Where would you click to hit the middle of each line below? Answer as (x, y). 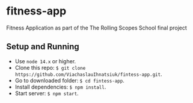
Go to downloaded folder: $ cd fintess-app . (69, 80)
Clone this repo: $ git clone (50, 67)
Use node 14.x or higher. (45, 61)
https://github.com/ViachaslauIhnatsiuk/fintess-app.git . (88, 74)
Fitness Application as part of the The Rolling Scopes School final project (97, 28)
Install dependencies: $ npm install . (60, 87)
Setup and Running (43, 47)
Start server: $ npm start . (47, 93)
